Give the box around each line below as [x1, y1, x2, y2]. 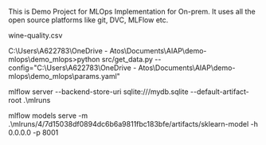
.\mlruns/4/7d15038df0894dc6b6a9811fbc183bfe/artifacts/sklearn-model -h [8, 120, 259, 128]
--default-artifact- [190, 87, 249, 96]
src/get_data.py [101, 55, 154, 64]
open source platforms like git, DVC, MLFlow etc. [8, 15, 169, 25]
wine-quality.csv [8, 31, 63, 40]
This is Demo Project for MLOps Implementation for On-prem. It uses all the [8, 7, 256, 16]
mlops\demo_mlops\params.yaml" [8, 72, 121, 80]
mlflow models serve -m [8, 111, 88, 120]
